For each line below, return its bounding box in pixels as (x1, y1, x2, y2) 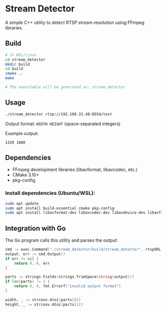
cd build (5, 66, 23, 71)
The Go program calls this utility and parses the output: (5, 237, 118, 243)
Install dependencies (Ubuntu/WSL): (5, 190, 95, 197)
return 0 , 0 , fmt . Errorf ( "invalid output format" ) (14, 284, 121, 289)
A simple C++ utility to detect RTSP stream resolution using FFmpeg (5, 19, 145, 25)
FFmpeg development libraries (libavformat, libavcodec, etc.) (12, 166, 138, 172)
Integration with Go (5, 224, 66, 232)
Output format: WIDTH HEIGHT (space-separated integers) (5, 121, 121, 127)
